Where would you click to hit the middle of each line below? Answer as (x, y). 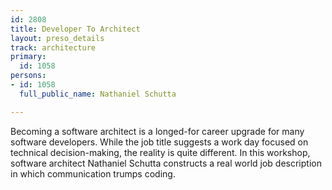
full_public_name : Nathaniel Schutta (98, 94)
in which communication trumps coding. (93, 173)
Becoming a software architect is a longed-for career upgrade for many (157, 131)
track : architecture (53, 47)
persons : (28, 76)
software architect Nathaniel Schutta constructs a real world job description (166, 163)
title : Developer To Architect (75, 29)
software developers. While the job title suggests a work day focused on (159, 142)
